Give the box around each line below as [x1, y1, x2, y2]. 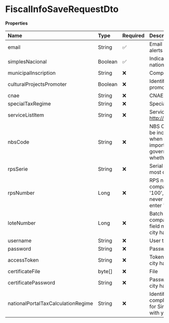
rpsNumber [8, 189, 35, 196]
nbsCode [8, 138, 30, 145]
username [8, 237, 32, 244]
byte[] [98, 268, 113, 275]
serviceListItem [8, 112, 44, 119]
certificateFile [8, 268, 40, 275]
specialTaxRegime [8, 100, 51, 107]
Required [122, 32, 145, 39]
